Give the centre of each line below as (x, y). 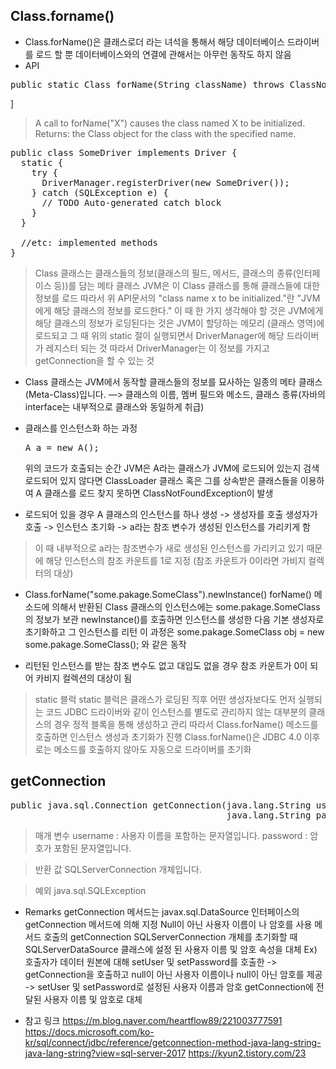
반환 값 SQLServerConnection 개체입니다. (118, 869)
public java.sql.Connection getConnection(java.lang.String (161, 805)
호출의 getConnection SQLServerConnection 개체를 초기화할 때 (170, 936)
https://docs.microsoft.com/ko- (89, 1031)
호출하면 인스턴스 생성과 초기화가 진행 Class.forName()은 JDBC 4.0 (168, 736)
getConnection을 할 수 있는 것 (94, 360)
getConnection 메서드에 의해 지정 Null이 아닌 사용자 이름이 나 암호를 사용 (168, 924)
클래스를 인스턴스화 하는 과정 (81, 428)
